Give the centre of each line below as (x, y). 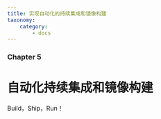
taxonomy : (22, 20)
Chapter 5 (24, 57)
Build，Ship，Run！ (35, 109)
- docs (42, 33)
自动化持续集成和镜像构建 (80, 88)
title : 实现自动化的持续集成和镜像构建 (57, 13)
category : (34, 26)
